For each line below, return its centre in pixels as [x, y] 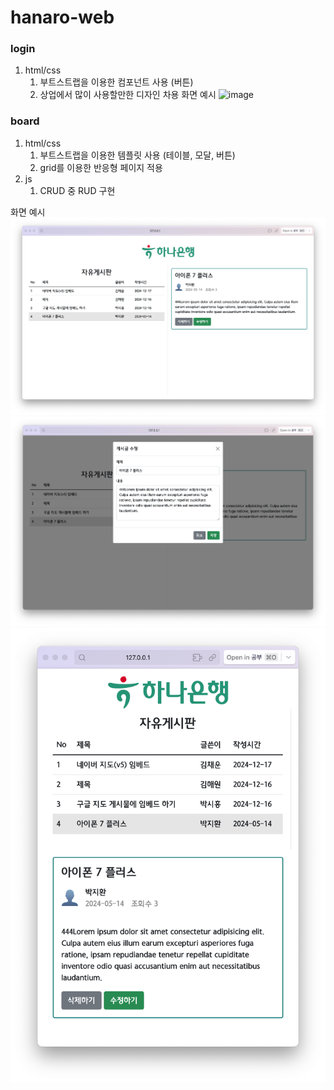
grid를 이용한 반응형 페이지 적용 [101, 167]
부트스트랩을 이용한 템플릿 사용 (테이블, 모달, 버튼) [137, 155]
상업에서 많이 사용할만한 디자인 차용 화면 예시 [128, 95]
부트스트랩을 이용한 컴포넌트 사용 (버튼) [116, 82]
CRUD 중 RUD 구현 [77, 190]
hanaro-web [62, 17]
